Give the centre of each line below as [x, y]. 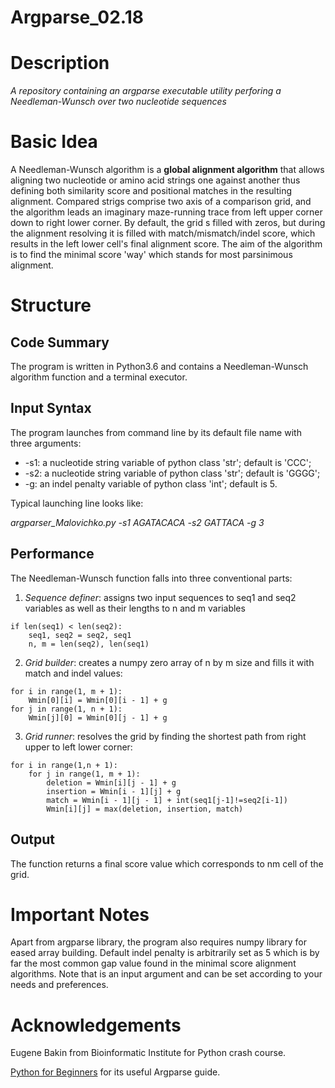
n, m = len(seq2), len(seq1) [89, 644]
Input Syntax [51, 408]
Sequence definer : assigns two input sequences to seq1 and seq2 [160, 597]
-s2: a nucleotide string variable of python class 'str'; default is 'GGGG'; [172, 473]
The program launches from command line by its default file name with [156, 432]
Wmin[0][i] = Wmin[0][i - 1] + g [98, 700]
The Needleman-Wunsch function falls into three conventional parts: [151, 578]
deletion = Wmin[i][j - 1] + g [111, 782]
